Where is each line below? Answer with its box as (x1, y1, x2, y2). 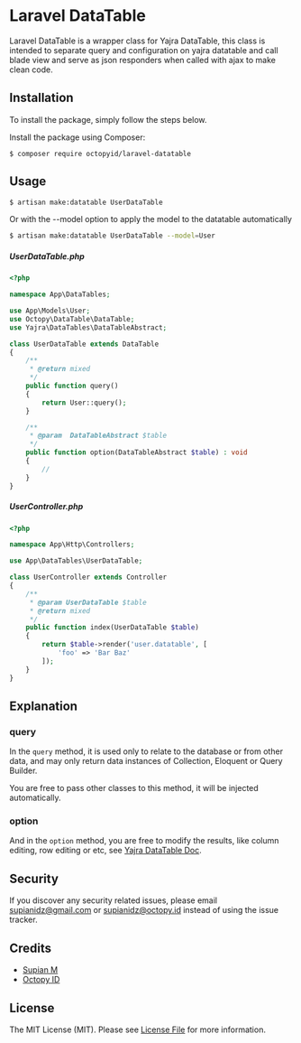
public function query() (25, 381, 119, 391)
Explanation (9, 698, 78, 713)
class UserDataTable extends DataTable (9, 340, 160, 349)
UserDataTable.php (9, 250, 86, 262)
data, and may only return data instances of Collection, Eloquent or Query (9, 756, 283, 767)
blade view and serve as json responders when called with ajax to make (9, 54, 277, 65)
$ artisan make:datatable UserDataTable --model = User (9, 231, 216, 240)
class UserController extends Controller (9, 573, 168, 582)
